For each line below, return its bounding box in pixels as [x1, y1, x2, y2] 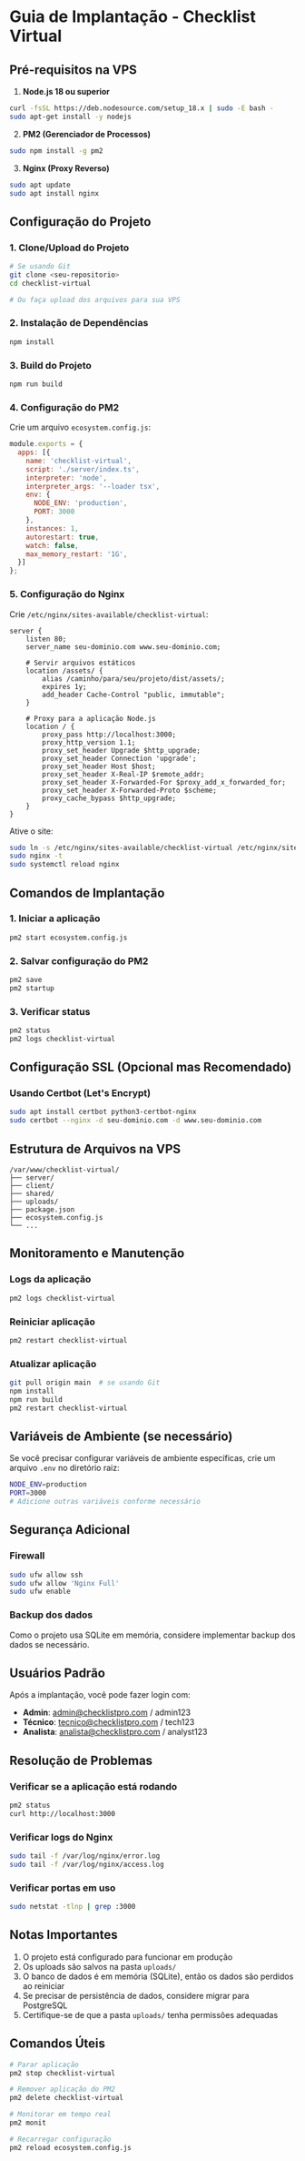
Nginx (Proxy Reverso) [22, 162, 110, 174]
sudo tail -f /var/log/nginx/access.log [9, 1860, 165, 1870]
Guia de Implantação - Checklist [9, 6, 257, 27]
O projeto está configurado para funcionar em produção [22, 1951, 233, 1963]
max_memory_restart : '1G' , [25, 549, 128, 559]
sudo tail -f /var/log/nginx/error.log [9, 1852, 161, 1861]
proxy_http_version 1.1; [42, 737, 136, 747]
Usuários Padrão [9, 1666, 106, 1680]
